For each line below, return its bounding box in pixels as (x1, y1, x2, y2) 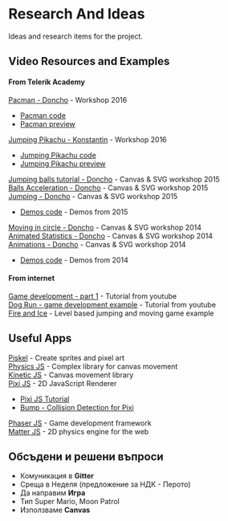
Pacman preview (19, 119, 76, 128)
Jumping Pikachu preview (19, 158, 106, 169)
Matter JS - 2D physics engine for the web (8, 426, 149, 436)
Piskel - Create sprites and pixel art (8, 352, 124, 362)
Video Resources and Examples (8, 55, 170, 68)
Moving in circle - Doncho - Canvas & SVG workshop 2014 (8, 222, 202, 232)
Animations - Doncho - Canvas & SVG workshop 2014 (8, 239, 186, 249)
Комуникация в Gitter (19, 471, 94, 481)
